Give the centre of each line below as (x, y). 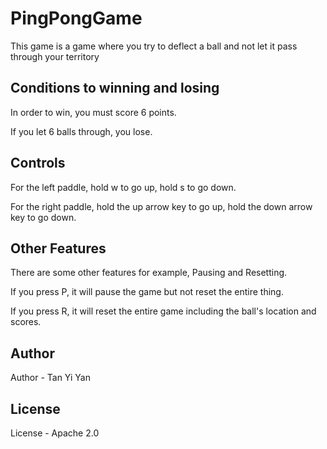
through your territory (55, 56)
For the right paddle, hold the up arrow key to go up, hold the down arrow (161, 206)
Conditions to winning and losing (115, 88)
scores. (26, 322)
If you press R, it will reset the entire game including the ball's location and (163, 311)
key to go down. (43, 217)
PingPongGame (76, 18)
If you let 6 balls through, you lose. (81, 131)
